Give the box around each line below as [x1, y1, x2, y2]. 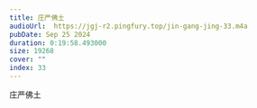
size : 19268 [9, 47, 54, 56]
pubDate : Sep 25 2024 [9, 30, 91, 39]
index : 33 [9, 64, 47, 73]
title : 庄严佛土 [9, 13, 65, 22]
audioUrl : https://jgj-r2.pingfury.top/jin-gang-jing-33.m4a [9, 22, 248, 31]
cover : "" [9, 55, 47, 64]
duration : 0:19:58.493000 [9, 38, 106, 48]
